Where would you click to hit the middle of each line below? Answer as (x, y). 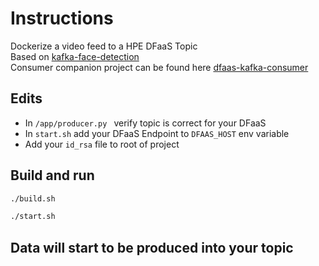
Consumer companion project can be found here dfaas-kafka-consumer (159, 67)
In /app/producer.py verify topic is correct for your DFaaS (145, 123)
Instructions (62, 18)
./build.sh (33, 198)
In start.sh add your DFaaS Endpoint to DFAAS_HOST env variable (157, 133)
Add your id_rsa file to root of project (102, 144)
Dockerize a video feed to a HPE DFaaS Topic (104, 46)
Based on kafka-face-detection (75, 56)
